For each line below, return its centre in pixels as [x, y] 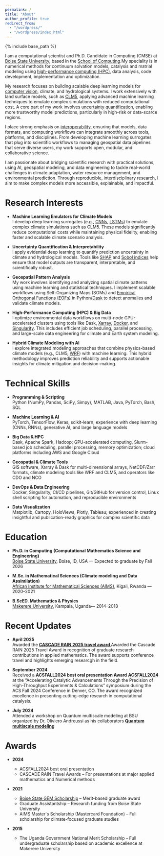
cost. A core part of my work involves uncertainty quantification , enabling [79, 107]
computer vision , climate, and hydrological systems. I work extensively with [81, 91]
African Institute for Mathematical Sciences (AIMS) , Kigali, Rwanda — [82, 586]
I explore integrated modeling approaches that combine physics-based [83, 348]
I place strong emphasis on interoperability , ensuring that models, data [76, 127]
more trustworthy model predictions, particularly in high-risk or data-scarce [81, 112]
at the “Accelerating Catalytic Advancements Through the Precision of [83, 680]
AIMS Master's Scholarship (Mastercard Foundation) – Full [78, 814]
